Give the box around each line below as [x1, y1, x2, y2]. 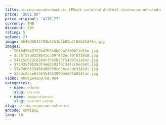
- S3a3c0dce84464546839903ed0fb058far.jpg [9, 71, 98, 76]
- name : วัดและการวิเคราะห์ [9, 94, 53, 99]
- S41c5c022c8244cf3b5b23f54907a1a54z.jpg [9, 58, 98, 62]
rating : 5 [5, 30, 26, 35]
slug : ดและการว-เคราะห [14, 99, 53, 104]
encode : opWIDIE [5, 108, 39, 113]
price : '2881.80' [5, 12, 41, 17]
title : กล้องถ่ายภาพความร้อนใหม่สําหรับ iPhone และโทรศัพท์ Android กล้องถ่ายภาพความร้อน [5, 7, 152, 12]
